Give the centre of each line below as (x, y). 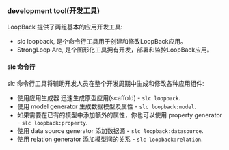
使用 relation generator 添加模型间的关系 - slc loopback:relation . (110, 139)
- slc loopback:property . (52, 122)
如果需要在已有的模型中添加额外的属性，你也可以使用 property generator (120, 115)
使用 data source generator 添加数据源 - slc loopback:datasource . (110, 130)
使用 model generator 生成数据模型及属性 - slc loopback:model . (107, 106)
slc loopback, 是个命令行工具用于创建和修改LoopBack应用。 (102, 42)
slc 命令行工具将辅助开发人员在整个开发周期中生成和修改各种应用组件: (106, 83)
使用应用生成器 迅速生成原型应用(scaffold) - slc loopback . (99, 97)
